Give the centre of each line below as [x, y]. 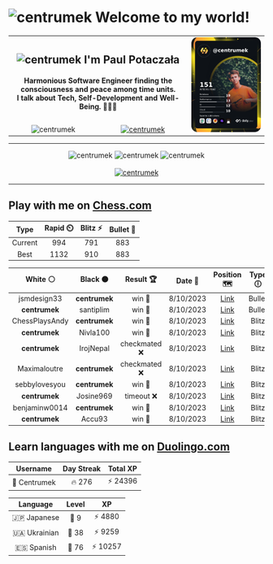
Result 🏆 [141, 280]
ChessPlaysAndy [40, 321]
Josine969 [94, 396]
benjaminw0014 [40, 407]
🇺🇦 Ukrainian [35, 532]
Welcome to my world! [172, 17]
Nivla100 [94, 332]
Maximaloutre [40, 369]
